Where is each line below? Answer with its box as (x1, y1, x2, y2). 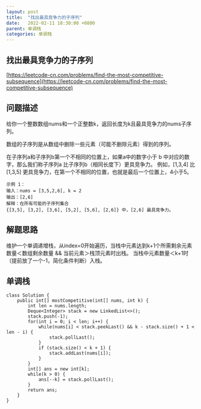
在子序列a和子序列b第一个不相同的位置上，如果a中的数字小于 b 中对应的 (6, 153, 185, 160)
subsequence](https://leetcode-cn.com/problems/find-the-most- (6, 78, 168, 85)
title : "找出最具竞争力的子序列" (6, 14, 83, 20)
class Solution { (6, 292, 50, 298)
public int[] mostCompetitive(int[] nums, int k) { (17, 298, 149, 304)
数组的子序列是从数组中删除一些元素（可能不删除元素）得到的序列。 (6, 140, 175, 147)
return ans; (28, 387, 58, 393)
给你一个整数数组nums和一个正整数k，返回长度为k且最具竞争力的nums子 (6, 120, 187, 127)
